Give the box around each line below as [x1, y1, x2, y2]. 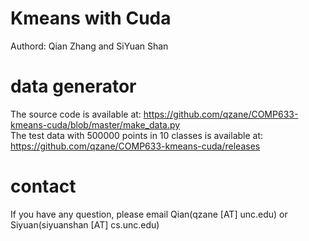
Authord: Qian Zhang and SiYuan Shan [10, 40, 169, 52]
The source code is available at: [10, 108, 142, 120]
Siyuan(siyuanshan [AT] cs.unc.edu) [10, 218, 160, 231]
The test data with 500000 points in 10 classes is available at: [10, 129, 264, 141]
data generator [10, 75, 137, 98]
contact [10, 175, 77, 198]
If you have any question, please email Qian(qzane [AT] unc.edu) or [10, 208, 288, 220]
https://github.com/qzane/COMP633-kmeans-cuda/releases [10, 140, 261, 152]
